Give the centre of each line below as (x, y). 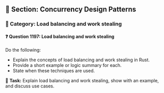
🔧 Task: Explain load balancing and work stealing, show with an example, (82, 80)
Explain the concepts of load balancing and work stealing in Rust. (81, 60)
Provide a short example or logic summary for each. (67, 65)
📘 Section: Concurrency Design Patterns (71, 9)
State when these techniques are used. (54, 71)
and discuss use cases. (30, 86)
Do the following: (23, 50)
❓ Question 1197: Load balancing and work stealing (60, 36)
